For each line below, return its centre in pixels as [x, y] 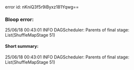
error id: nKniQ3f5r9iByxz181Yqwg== [42, 7]
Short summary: [22, 46]
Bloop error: [19, 19]
